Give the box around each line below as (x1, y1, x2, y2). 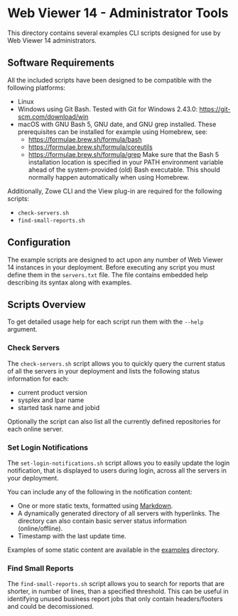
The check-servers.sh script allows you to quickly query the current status (7, 359, 226, 368)
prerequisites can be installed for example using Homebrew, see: (17, 127, 208, 136)
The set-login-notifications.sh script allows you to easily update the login (7, 458, 230, 467)
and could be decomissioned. (7, 602, 94, 611)
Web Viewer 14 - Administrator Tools (7, 5, 229, 21)
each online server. (7, 424, 64, 433)
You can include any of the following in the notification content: (7, 487, 193, 496)
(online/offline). (17, 524, 63, 533)
